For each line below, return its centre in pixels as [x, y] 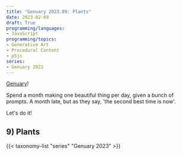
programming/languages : [36, 28]
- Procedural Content [33, 50]
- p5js [14, 56]
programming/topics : [32, 39]
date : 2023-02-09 [28, 17]
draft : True [21, 23]
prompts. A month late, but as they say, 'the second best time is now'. [91, 102]
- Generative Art [28, 45]
